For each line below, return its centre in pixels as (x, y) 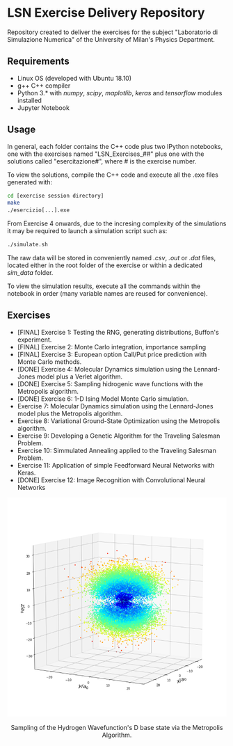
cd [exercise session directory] (56, 196)
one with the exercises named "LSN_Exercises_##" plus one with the (106, 154)
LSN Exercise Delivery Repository (106, 13)
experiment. (34, 340)
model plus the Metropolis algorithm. (70, 413)
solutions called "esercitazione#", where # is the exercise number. (102, 161)
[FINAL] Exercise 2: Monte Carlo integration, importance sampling (112, 347)
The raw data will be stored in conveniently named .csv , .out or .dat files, (112, 258)
